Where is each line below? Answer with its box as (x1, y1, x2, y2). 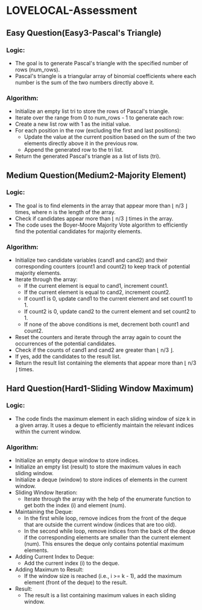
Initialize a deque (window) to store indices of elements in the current (14, 476, 188, 484)
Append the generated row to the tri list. (24, 146, 124, 154)
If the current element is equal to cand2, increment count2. (24, 288, 171, 296)
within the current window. (14, 427, 81, 435)
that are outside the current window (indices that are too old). (24, 521, 177, 528)
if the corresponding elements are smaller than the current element (24, 534, 191, 541)
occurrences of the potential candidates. (14, 340, 116, 348)
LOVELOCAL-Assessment (6, 4, 137, 18)
